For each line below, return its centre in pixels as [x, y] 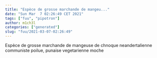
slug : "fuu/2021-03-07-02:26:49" [39, 32]
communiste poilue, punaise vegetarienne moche [54, 50]
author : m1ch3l [20, 23]
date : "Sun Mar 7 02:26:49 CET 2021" [44, 14]
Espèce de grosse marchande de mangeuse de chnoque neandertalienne [78, 45]
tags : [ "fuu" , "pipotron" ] [32, 18]
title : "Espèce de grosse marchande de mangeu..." [57, 9]
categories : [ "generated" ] [32, 27]
